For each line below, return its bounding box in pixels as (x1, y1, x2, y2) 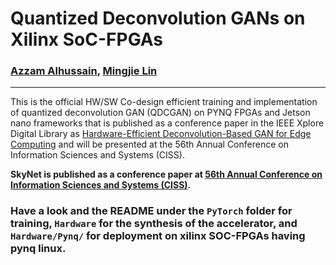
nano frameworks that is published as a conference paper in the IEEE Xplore (10, 117, 325, 129)
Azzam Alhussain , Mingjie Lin (10, 64, 158, 78)
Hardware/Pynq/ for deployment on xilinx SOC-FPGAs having (10, 229, 306, 243)
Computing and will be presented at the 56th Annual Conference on (10, 138, 289, 151)
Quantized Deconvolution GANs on (10, 7, 306, 30)
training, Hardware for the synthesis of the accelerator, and (10, 217, 298, 231)
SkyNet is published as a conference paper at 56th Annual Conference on (10, 168, 323, 181)
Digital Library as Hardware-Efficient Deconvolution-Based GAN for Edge (10, 128, 312, 140)
